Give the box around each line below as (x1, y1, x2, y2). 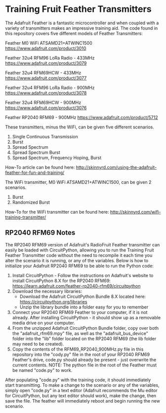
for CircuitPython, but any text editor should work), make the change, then (5, 393, 157, 399)
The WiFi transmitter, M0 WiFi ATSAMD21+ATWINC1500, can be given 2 (5, 179, 152, 185)
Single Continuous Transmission (12, 133, 78, 139)
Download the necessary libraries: (12, 288, 83, 294)
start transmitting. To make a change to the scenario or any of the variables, (5, 382, 160, 388)
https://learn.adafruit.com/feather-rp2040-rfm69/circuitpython (12, 283, 141, 289)
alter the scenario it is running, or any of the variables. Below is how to (5, 257, 149, 263)
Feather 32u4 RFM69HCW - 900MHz (5, 99, 82, 105)
